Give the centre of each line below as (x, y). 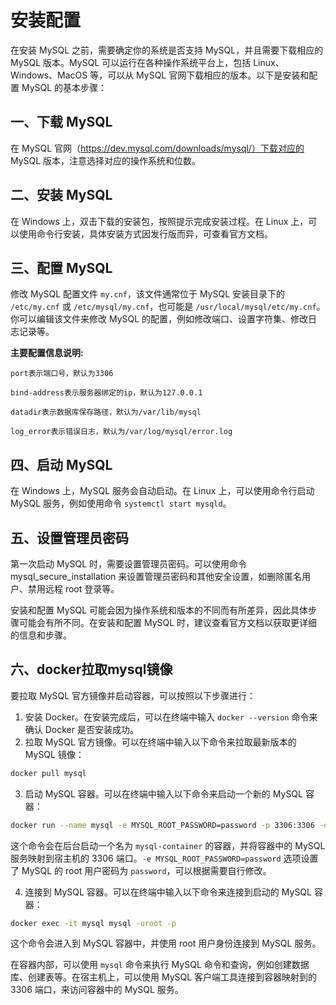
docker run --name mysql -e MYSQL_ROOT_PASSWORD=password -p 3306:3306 (162, 825)
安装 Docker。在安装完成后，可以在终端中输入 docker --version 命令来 (171, 717)
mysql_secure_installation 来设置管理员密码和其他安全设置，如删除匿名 (156, 576)
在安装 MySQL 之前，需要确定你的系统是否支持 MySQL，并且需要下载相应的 (167, 50)
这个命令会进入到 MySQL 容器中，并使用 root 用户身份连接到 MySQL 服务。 (166, 943)
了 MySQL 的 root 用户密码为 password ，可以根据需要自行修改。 (141, 870)
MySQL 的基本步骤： (64, 87)
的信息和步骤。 (41, 635)
